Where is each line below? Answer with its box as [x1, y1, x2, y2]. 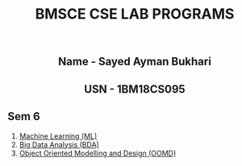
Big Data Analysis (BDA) [19, 139, 100, 149]
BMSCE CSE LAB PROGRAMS [35, 5, 235, 23]
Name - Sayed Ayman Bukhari [58, 55, 211, 68]
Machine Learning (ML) [19, 131, 98, 141]
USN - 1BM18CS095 [83, 82, 186, 96]
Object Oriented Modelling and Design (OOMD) [19, 148, 177, 158]
